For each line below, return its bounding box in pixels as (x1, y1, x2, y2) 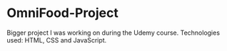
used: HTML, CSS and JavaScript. (6, 35, 107, 44)
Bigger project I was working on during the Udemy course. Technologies (6, 28, 221, 37)
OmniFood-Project (6, 5, 118, 21)
